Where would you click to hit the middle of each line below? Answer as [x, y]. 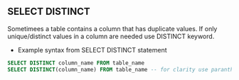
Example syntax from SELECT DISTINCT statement [92, 50]
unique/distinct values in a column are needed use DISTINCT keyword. [111, 36]
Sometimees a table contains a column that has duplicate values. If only [112, 28]
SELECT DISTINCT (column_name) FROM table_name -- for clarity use [108, 69]
